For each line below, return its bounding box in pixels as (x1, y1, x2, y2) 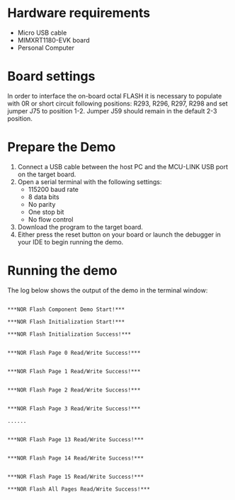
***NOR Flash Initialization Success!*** (7, 331, 132, 338)
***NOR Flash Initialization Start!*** (7, 318, 125, 325)
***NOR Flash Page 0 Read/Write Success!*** (7, 349, 141, 356)
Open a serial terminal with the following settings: (17, 177, 162, 186)
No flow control (28, 215, 74, 224)
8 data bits (28, 193, 59, 201)
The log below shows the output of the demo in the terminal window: (7, 285, 208, 295)
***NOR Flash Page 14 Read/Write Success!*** (7, 455, 144, 462)
